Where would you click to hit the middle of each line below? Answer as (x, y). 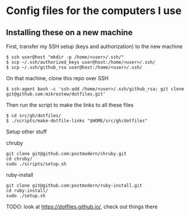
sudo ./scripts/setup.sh (36, 164)
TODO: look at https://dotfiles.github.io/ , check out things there (82, 207)
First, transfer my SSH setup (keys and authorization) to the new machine (94, 46)
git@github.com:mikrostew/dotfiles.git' (56, 94)
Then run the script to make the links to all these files (70, 105)
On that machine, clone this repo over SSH (57, 78)
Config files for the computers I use (94, 11)
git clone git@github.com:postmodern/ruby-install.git (74, 186)
